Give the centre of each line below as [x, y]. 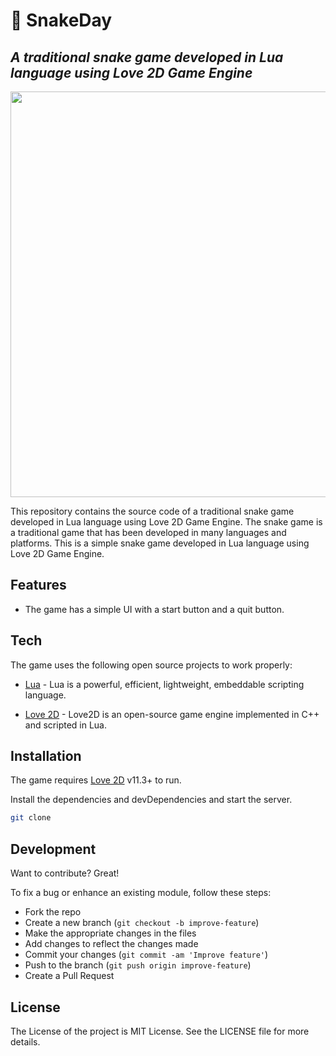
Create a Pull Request [69, 976]
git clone [31, 818]
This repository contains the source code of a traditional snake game [152, 511]
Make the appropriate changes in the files [110, 933]
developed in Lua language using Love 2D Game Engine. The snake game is [166, 522]
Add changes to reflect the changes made [111, 944]
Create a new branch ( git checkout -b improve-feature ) [142, 923]
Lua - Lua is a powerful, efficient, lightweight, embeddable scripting [164, 684]
